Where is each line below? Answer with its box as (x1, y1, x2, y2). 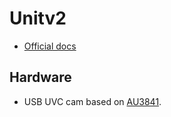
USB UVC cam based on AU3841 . (23, 95, 162, 107)
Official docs (23, 40, 77, 52)
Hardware (9, 69, 72, 86)
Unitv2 (9, 7, 67, 30)
